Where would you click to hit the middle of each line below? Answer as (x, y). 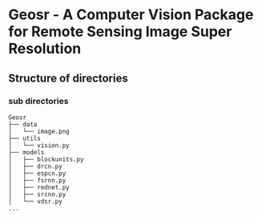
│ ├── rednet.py (39, 187)
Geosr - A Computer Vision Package (131, 15)
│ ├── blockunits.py (46, 159)
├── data (23, 124)
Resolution (45, 49)
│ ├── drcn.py (35, 166)
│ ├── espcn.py (37, 173)
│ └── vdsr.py (35, 201)
